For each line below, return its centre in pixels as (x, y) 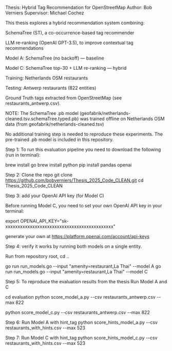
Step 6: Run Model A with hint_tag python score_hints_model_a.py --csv (82, 322)
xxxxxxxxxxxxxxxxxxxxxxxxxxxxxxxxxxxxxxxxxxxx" (60, 226)
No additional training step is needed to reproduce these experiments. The (84, 134)
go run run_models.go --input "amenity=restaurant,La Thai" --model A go (83, 266)
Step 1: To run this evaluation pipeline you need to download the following (83, 149)
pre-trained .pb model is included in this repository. (60, 140)
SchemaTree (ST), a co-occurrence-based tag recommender (70, 33)
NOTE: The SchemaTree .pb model (42, 113)
